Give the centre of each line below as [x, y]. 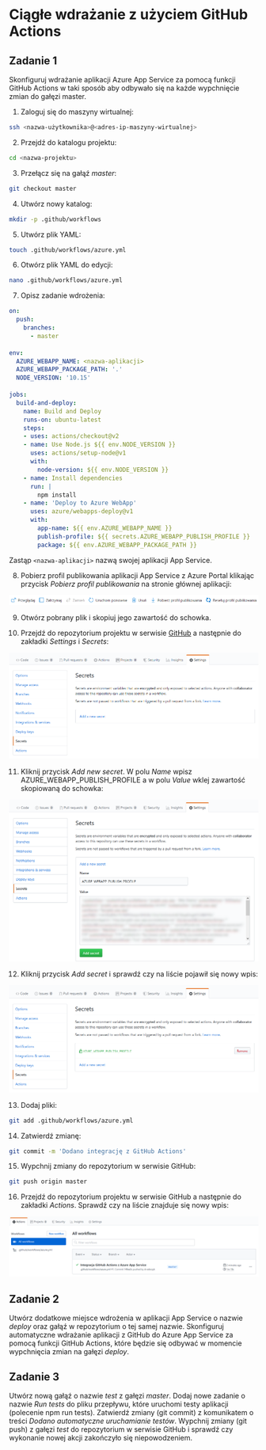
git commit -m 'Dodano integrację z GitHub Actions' [98, 1151]
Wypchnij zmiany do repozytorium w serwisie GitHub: [108, 1166]
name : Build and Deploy [63, 411]
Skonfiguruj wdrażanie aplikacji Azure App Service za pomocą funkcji [122, 80]
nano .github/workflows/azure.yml [66, 280]
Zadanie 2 [34, 1299]
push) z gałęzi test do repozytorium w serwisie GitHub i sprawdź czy [121, 1429]
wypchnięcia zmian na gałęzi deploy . [69, 1352]
